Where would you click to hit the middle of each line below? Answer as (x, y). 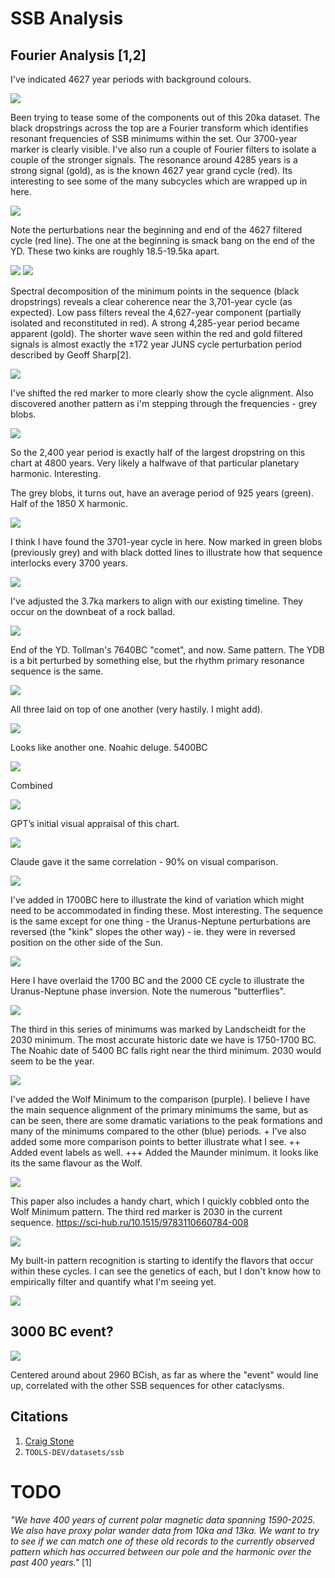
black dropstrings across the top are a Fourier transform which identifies (159, 128)
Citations (39, 1417)
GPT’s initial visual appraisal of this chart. (95, 823)
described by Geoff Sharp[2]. (71, 355)
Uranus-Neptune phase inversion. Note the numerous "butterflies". (148, 991)
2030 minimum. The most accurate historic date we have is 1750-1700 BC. (163, 1040)
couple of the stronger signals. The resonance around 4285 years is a (154, 160)
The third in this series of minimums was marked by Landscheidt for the (158, 1029)
